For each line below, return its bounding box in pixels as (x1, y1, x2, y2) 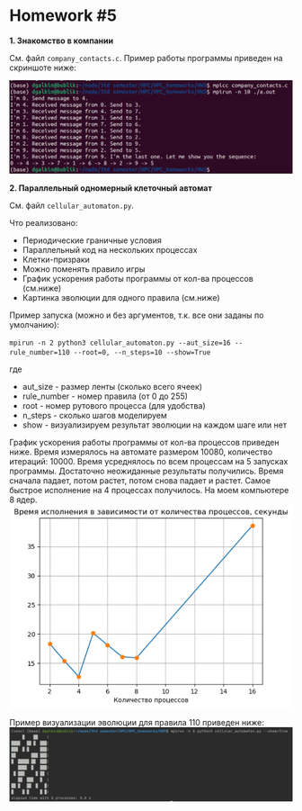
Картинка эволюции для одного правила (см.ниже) (22, 292, 220, 302)
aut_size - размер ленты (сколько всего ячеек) (22, 381, 203, 392)
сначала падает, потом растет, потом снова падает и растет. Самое (9, 474, 271, 486)
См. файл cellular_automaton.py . (9, 200, 135, 211)
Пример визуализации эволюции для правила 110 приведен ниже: (9, 717, 265, 728)
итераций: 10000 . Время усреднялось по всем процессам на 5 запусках (9, 455, 289, 466)
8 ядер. (9, 494, 38, 505)
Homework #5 (9, 5, 117, 26)
